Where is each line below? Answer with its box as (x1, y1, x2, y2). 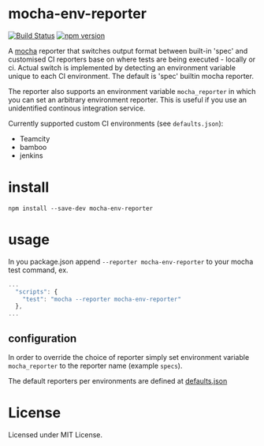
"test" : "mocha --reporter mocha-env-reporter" (22, 295, 181, 303)
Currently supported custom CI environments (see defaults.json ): (8, 118, 224, 128)
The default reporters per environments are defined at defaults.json (8, 377, 228, 385)
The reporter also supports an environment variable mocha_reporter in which (8, 86, 256, 96)
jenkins (19, 151, 43, 160)
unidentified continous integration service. (8, 103, 146, 113)
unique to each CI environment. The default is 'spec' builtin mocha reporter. (8, 71, 255, 81)
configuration (8, 332, 77, 345)
